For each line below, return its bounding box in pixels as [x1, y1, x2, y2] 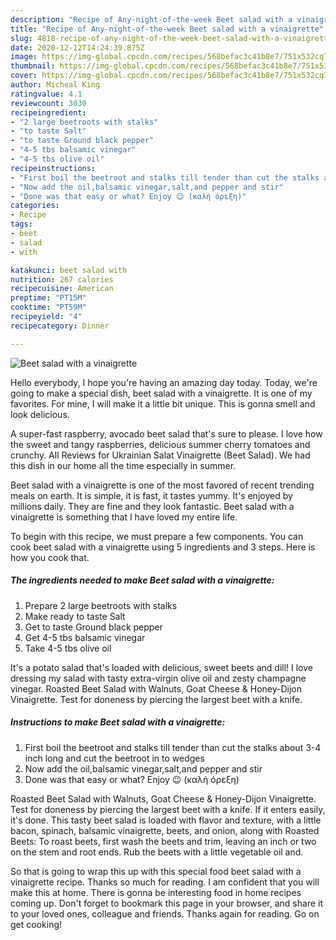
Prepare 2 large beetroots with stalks [24, 599, 178, 611]
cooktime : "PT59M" [10, 302, 87, 313]
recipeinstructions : [10, 163, 97, 173]
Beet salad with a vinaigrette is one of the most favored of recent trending [10, 479, 315, 491]
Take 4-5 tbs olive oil [24, 642, 112, 654]
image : [10, 52, 38, 62]
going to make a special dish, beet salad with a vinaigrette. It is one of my [10, 387, 313, 399]
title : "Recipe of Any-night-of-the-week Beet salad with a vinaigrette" [10, 24, 325, 34]
